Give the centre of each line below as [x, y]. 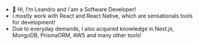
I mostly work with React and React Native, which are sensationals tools [103, 16]
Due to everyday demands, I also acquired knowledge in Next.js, [93, 29]
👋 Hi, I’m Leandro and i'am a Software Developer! [74, 9]
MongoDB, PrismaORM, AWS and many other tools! [77, 35]
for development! [34, 22]
